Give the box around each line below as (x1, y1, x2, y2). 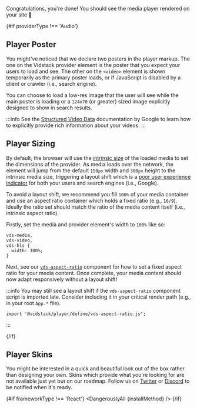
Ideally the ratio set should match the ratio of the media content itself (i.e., (6, 203, 185, 210)
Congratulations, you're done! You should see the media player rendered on (6, 5, 190, 12)
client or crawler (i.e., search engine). (6, 80, 97, 87)
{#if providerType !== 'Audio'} (6, 23, 79, 29)
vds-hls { (6, 242, 31, 249)
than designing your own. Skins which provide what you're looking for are (6, 372, 185, 379)
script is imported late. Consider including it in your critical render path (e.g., (6, 293, 191, 300)
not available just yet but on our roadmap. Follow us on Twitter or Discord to (6, 377, 190, 384)
